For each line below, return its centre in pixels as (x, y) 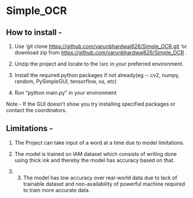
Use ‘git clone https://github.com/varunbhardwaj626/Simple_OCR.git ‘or (101, 46)
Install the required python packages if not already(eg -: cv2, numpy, (97, 75)
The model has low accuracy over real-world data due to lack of (100, 178)
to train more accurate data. (57, 190)
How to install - (34, 32)
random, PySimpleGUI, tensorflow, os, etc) (66, 81)
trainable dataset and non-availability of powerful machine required (104, 184)
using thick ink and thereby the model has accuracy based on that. (94, 160)
